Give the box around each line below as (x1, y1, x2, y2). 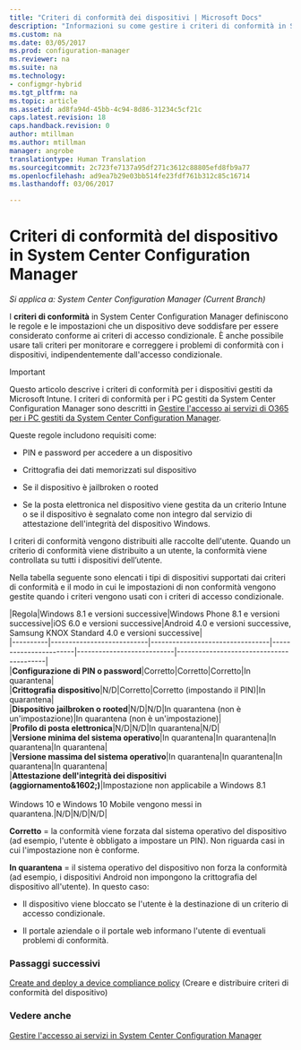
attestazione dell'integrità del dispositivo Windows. (21, 519, 211, 529)
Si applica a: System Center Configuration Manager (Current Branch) (9, 294, 266, 305)
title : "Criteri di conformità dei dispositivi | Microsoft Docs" (9, 13, 262, 22)
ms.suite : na (9, 64, 58, 73)
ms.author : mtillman (9, 138, 87, 147)
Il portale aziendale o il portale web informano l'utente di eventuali (21, 925, 266, 936)
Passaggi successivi (9, 957, 101, 969)
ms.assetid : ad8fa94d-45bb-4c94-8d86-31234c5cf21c (9, 105, 202, 114)
